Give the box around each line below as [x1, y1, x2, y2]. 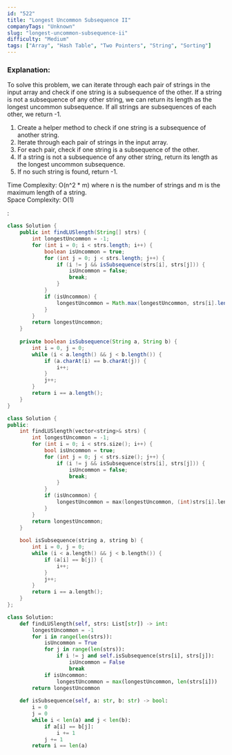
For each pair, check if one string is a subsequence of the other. [17, 146, 200, 154]
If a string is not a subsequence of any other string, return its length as [17, 153, 218, 161]
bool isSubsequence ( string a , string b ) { [19, 537, 144, 544]
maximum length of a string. [7, 188, 88, 197]
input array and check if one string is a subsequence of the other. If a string [7, 88, 222, 97]
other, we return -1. [7, 110, 62, 118]
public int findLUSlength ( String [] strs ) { [19, 229, 147, 236]
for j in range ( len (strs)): [43, 646, 126, 653]
